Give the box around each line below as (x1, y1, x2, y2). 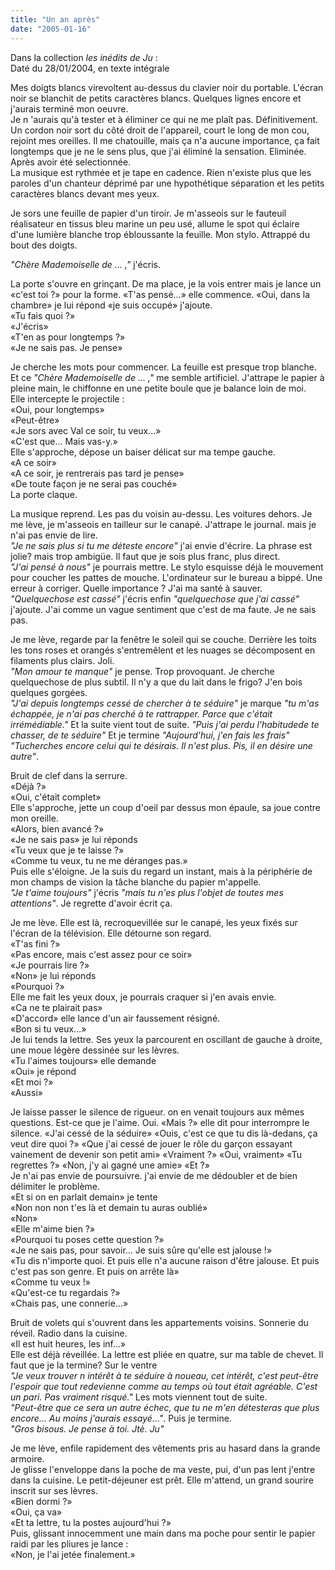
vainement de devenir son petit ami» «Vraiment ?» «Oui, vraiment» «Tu (10, 1148, 303, 1160)
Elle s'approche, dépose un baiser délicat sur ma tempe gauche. (10, 446, 276, 458)
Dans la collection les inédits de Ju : (10, 51, 158, 63)
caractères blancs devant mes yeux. (10, 187, 160, 200)
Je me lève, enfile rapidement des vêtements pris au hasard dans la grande (10, 1442, 321, 1454)
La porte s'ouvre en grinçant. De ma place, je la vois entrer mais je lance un (10, 277, 322, 290)
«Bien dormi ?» (10, 1495, 73, 1507)
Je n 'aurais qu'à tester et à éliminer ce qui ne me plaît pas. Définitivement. (10, 113, 319, 125)
